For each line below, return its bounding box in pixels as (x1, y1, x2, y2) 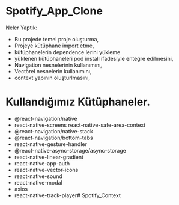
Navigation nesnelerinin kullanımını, (14, 61, 103, 69)
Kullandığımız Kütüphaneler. (5, 95, 151, 109)
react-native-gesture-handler (14, 140, 88, 148)
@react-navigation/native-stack (14, 127, 94, 135)
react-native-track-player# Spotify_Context (14, 191, 121, 199)
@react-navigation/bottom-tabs (14, 134, 94, 141)
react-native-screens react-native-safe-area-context (14, 121, 146, 129)
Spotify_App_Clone (5, 4, 103, 18)
